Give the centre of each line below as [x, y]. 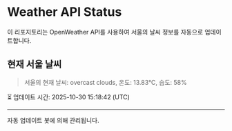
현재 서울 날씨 [35, 64]
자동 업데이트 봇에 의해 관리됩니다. [53, 120]
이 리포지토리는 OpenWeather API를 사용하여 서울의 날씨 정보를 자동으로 [105, 32]
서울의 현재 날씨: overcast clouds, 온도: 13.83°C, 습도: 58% [106, 82]
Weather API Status [65, 12]
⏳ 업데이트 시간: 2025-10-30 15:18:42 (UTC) [68, 97]
